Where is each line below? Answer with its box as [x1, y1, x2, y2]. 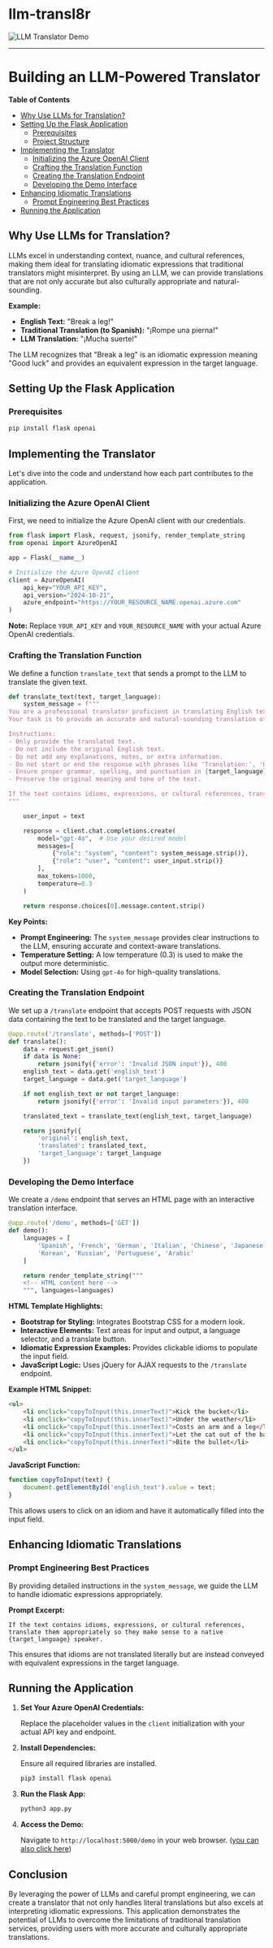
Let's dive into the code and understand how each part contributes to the [8, 469, 253, 478]
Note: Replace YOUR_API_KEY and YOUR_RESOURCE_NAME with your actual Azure [8, 621, 262, 630]
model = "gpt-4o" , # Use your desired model [37, 834, 187, 842]
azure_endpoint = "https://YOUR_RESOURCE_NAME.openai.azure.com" [23, 599, 242, 607]
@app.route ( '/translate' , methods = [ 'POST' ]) [8, 1029, 162, 1038]
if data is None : [23, 1053, 82, 1061]
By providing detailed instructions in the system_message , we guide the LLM [8, 1581, 258, 1591]
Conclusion [8, 1868, 68, 1881]
